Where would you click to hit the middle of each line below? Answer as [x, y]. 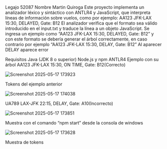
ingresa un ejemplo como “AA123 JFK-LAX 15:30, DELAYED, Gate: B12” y [80, 34]
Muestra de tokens [24, 142]
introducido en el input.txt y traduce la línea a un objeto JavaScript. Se [77, 28]
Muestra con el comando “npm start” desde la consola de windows [74, 123]
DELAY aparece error [27, 50]
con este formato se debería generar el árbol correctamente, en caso [76, 39]
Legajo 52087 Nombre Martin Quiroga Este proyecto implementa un [75, 7]
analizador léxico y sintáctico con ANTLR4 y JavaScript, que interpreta [78, 12]
